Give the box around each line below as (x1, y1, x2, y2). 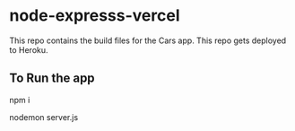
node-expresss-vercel (9, 5, 181, 26)
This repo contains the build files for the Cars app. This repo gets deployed (9, 35, 287, 46)
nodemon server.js (9, 111, 79, 122)
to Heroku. (9, 44, 48, 55)
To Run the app (9, 71, 96, 86)
